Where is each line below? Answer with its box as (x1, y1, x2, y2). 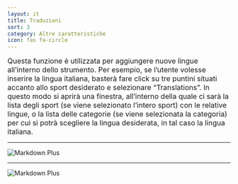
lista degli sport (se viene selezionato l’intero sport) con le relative (7, 100, 227, 110)
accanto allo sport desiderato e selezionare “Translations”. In (7, 83, 210, 93)
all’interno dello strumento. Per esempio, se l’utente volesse (7, 65, 207, 75)
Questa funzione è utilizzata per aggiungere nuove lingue (7, 56, 198, 66)
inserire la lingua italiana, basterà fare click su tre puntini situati (7, 74, 217, 84)
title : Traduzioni (7, 17, 62, 24)
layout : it (7, 10, 40, 18)
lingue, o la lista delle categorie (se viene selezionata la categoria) (7, 109, 228, 119)
